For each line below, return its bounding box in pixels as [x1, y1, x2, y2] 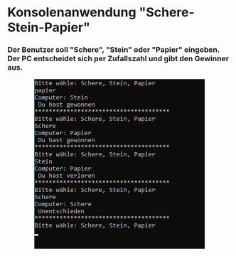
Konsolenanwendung [7, 4, 136, 21]
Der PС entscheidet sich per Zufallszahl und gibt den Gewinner [7, 54, 230, 64]
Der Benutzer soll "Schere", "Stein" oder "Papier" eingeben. [7, 45, 220, 55]
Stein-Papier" [7, 19, 90, 36]
